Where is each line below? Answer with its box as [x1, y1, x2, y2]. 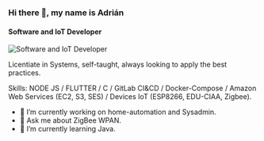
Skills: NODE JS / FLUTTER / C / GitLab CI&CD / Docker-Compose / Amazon [8, 83, 257, 93]
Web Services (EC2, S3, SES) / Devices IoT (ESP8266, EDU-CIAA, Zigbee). [8, 92, 252, 101]
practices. [8, 68, 41, 78]
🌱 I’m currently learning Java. [19, 124, 117, 134]
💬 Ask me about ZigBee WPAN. [19, 116, 121, 125]
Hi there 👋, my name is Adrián [8, 7, 124, 18]
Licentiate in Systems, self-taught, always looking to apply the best [8, 59, 228, 70]
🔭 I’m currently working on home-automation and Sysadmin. [19, 107, 216, 117]
